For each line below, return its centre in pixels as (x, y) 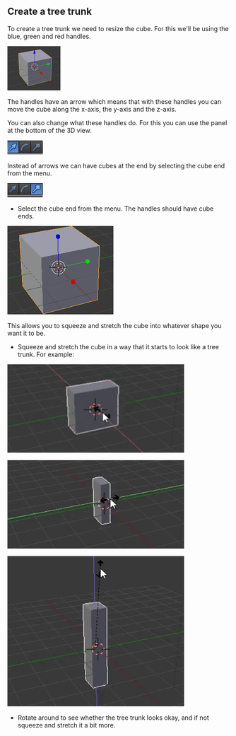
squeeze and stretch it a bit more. (66, 725)
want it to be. (26, 333)
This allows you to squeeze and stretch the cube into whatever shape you (114, 325)
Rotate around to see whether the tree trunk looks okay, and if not (113, 718)
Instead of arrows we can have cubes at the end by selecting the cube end (116, 165)
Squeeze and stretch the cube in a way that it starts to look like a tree (118, 346)
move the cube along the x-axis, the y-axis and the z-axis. (92, 109)
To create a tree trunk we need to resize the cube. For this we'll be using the (118, 28)
